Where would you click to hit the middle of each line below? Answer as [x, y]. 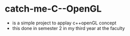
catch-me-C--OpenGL [53, 9]
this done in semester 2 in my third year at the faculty [68, 28]
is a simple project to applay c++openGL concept [64, 23]
